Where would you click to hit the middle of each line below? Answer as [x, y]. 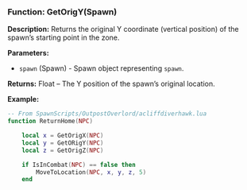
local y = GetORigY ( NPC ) [63, 143]
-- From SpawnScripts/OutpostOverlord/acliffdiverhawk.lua [107, 114]
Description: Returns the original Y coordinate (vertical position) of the [123, 29]
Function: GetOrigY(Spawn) [62, 12]
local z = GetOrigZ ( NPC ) [63, 150]
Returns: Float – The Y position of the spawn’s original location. [111, 84]
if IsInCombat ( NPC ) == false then [79, 165]
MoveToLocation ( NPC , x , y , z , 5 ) [91, 172]
